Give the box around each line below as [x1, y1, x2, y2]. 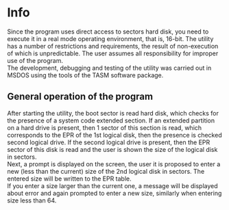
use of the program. [7, 56, 64, 64]
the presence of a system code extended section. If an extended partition [7, 116, 215, 124]
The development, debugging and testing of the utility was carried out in [7, 64, 212, 72]
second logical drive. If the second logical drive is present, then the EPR [7, 138, 210, 146]
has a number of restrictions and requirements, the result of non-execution [7, 42, 219, 50]
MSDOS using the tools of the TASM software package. [7, 70, 164, 79]
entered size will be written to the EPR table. [7, 174, 132, 183]
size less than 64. [7, 196, 57, 205]
